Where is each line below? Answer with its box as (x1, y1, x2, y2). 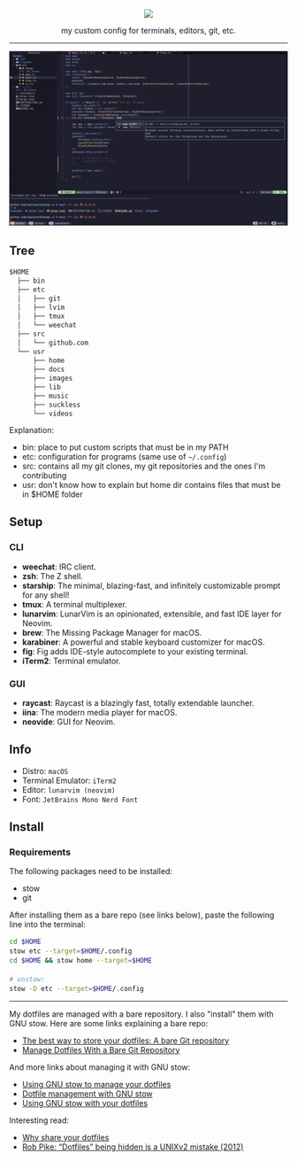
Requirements (9, 846, 72, 858)
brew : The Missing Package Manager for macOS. (21, 627, 202, 638)
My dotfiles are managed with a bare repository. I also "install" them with (9, 1009, 274, 1019)
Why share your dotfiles (21, 1132, 110, 1142)
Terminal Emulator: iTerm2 (21, 775, 117, 786)
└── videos (32, 409, 73, 418)
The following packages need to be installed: (9, 866, 172, 877)
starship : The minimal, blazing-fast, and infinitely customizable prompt (21, 580, 281, 591)
